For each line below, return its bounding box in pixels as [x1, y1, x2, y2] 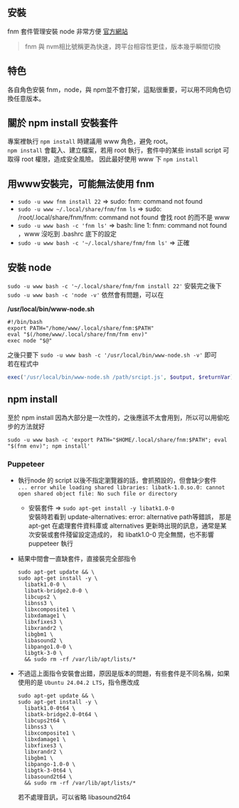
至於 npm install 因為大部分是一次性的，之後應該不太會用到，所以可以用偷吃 [7, 413, 230, 421]
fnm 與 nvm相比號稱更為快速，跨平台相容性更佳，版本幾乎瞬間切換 [24, 42, 221, 51]
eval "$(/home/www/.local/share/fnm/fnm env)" [7, 331, 148, 338]
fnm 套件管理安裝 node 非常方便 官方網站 [7, 27, 128, 36]
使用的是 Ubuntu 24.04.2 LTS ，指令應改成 [17, 678, 140, 687]
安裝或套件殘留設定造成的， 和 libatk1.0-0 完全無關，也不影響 [34, 530, 215, 539]
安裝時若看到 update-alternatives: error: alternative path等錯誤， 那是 [28, 513, 232, 521]
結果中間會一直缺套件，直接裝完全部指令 [17, 555, 137, 563]
